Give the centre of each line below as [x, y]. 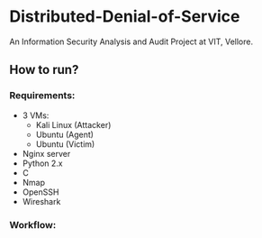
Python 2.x [42, 163]
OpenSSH [41, 192]
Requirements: [42, 96]
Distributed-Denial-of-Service [125, 17]
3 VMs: [36, 115]
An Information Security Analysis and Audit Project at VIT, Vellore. [131, 41]
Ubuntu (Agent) [65, 134]
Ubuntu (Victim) [65, 144]
